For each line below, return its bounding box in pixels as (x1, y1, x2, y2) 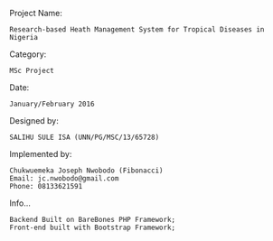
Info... (9, 198, 32, 209)
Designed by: (9, 116, 59, 125)
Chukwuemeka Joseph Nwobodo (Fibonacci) (9, 166, 165, 175)
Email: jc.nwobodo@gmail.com (9, 174, 119, 183)
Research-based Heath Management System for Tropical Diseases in (9, 25, 265, 34)
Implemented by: (9, 149, 72, 159)
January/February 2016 (9, 99, 95, 108)
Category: (9, 49, 47, 60)
